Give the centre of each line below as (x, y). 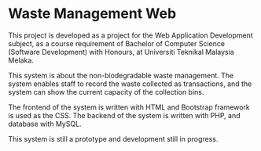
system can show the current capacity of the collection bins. (106, 92)
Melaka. (21, 60)
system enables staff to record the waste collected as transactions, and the (130, 84)
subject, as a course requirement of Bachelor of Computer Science (117, 43)
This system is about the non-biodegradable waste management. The (121, 75)
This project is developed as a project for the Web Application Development (130, 35)
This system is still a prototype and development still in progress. (113, 138)
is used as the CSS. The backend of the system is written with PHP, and (125, 115)
